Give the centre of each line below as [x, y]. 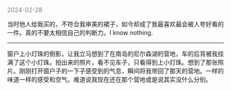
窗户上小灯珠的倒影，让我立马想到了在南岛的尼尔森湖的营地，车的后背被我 [112, 54]
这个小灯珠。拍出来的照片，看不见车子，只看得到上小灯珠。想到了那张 [118, 62]
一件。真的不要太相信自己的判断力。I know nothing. [80, 33]
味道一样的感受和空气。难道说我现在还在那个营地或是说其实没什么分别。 [109, 79]
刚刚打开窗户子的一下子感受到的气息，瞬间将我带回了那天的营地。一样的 [121, 71]
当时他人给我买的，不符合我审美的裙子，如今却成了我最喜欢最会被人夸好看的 [115, 24]
